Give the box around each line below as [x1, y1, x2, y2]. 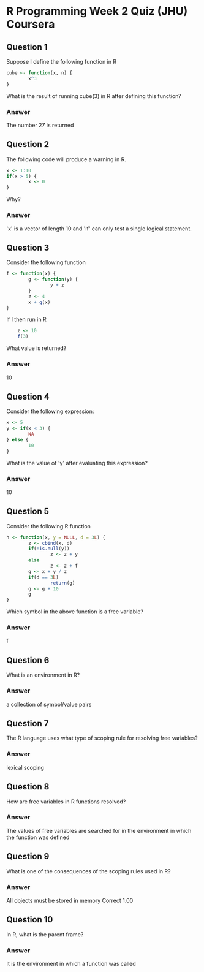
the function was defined [6, 833, 70, 841]
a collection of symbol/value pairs [6, 701, 92, 708]
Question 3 [6, 242, 50, 252]
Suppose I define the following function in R [6, 58, 117, 65]
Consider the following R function [6, 522, 91, 530]
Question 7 [6, 718, 49, 729]
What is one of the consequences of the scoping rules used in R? [6, 867, 171, 875]
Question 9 [6, 851, 50, 862]
